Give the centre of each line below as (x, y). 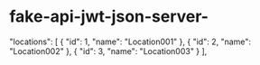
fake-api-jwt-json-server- (109, 17)
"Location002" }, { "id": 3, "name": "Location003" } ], (108, 51)
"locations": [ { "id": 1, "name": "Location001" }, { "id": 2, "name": (130, 42)
